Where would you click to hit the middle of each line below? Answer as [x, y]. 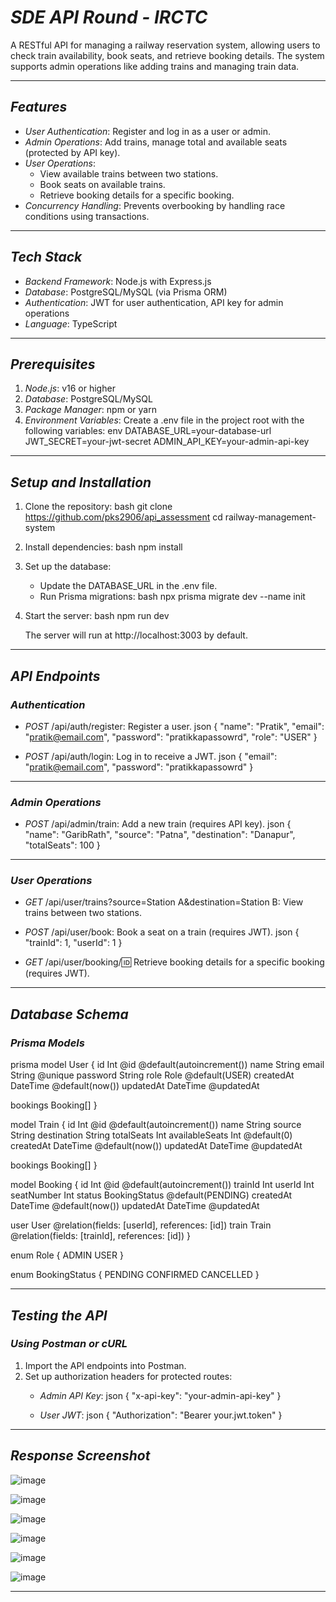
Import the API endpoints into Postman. [105, 1365]
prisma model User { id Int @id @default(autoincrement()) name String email [167, 1065]
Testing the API [59, 1315]
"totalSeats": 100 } [62, 845]
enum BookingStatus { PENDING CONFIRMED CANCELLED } [135, 1275]
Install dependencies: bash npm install [103, 547]
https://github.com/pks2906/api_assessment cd [123, 517]
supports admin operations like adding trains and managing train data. [155, 66]
